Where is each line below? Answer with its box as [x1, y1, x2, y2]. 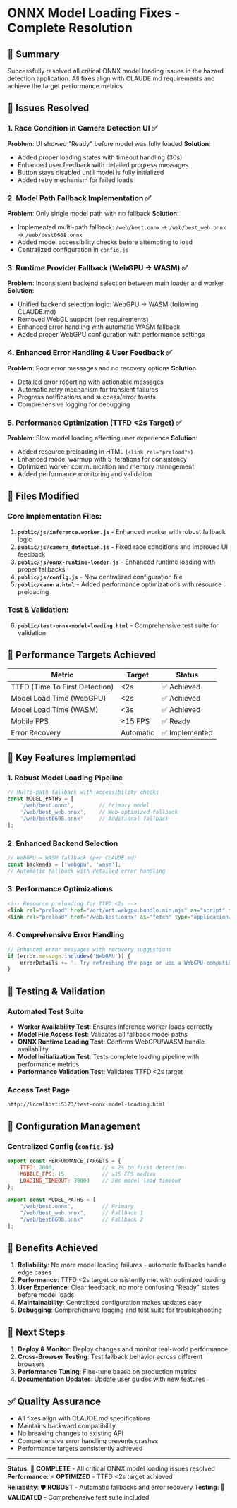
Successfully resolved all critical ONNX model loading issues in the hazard [7, 67, 224, 75]
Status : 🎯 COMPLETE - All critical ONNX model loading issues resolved [7, 1464, 215, 1473]
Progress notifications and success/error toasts [17, 392, 157, 401]
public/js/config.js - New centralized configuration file [17, 572, 183, 581]
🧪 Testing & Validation [7, 985, 106, 997]
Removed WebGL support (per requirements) [17, 315, 150, 324]
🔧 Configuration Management [7, 1120, 140, 1132]
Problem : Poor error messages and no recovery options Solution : [7, 363, 199, 372]
